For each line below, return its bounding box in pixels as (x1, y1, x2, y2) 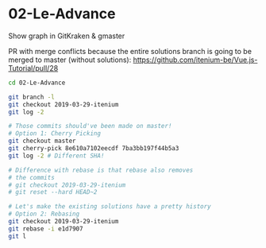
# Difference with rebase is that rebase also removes (8, 166, 194, 174)
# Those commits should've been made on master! (8, 122, 172, 130)
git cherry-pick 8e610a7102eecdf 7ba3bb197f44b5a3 (8, 145, 179, 153)
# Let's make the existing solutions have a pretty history (8, 203, 212, 211)
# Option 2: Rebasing (8, 210, 80, 219)
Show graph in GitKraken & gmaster (8, 31, 125, 41)
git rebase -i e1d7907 (8, 224, 83, 233)
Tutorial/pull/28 (8, 63, 59, 72)
